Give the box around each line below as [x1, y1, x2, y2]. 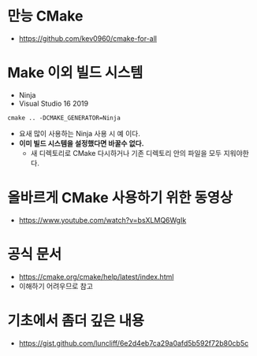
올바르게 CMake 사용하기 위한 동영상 [7, 189, 233, 207]
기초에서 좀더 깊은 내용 [7, 312, 145, 329]
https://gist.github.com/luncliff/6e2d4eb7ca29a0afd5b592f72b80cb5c [18, 338, 249, 347]
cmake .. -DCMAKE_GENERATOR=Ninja [7, 113, 121, 122]
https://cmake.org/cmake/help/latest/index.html [18, 272, 174, 281]
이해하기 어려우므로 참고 [18, 281, 94, 291]
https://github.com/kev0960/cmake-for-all [18, 33, 157, 43]
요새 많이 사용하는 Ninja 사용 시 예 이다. [18, 128, 141, 138]
